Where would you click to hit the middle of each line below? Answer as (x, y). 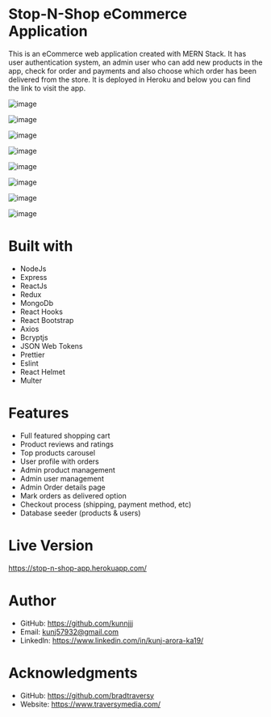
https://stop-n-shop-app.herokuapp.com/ (78, 568)
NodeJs (33, 269)
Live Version (51, 545)
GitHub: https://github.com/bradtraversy (87, 695)
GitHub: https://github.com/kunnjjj (77, 623)
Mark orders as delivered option (73, 495)
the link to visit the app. (47, 88)
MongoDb (37, 303)
